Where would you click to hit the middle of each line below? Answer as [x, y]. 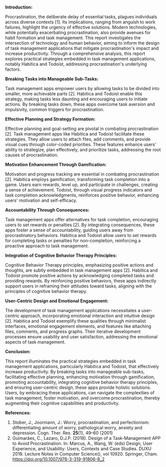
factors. [13, 69]
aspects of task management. [35, 342]
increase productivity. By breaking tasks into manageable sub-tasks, [75, 372]
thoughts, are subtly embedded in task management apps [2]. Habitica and [82, 270]
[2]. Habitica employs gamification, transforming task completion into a [77, 179]
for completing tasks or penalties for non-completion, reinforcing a [73, 240]
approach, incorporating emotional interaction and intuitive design [88, 316]
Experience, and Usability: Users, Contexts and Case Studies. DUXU [82, 449]
